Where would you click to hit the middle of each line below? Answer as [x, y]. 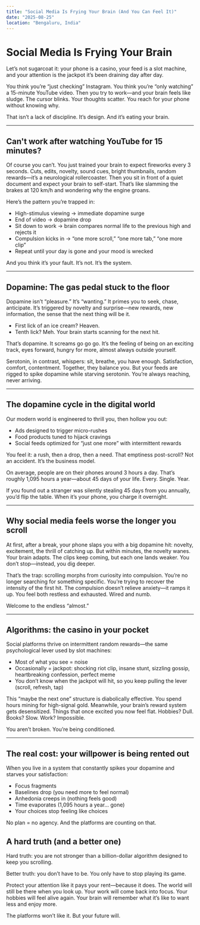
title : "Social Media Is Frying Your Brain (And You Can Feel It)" [92, 12]
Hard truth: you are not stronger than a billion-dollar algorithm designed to [97, 856]
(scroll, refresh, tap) [39, 687]
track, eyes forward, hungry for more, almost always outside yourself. [91, 349]
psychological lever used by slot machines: [59, 651]
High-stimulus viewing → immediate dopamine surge [79, 213]
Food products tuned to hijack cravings [63, 437]
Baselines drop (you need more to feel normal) [72, 792]
